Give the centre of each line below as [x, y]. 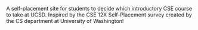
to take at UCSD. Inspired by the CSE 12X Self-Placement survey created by [99, 15]
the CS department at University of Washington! [65, 21]
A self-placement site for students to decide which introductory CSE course [99, 9]
